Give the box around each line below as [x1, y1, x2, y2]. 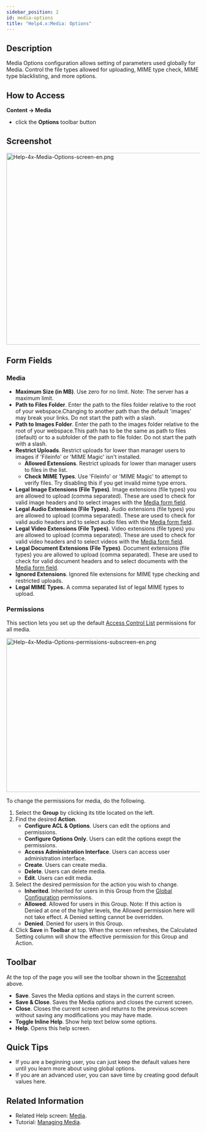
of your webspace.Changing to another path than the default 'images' [15, 407, 192, 415]
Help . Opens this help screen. [15, 1024, 91, 1031]
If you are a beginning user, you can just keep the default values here [15, 1058, 190, 1066]
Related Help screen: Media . [15, 1112, 87, 1120]
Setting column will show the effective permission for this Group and [15, 933, 188, 940]
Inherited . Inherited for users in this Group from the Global [24, 887, 172, 895]
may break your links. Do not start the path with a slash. [15, 414, 156, 421]
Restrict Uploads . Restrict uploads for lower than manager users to [15, 446, 186, 454]
